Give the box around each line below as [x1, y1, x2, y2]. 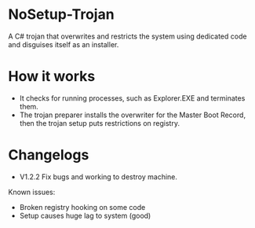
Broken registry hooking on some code [19, 202, 146, 211]
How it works [8, 68, 96, 86]
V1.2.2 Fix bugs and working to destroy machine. [19, 171, 178, 182]
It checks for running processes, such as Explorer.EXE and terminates [19, 93, 246, 103]
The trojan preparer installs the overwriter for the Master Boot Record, [19, 110, 246, 120]
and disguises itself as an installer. [8, 39, 119, 49]
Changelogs [8, 146, 89, 164]
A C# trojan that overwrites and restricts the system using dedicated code [8, 31, 247, 41]
